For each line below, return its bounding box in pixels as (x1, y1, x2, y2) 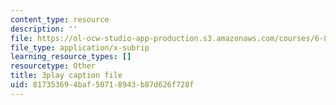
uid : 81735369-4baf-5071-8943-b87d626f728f (10, 80, 195, 90)
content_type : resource (10, 14, 110, 25)
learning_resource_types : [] (10, 52, 132, 62)
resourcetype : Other (10, 61, 97, 71)
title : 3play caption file (10, 71, 123, 81)
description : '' (10, 24, 78, 34)
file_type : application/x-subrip (10, 42, 150, 53)
